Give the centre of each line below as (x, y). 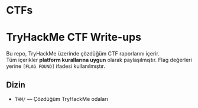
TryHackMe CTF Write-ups (74, 37)
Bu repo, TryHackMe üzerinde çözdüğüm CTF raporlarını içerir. (83, 54)
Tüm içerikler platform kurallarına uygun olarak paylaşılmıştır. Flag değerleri (99, 60)
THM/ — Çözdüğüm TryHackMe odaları (61, 99)
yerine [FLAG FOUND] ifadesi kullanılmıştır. (56, 66)
